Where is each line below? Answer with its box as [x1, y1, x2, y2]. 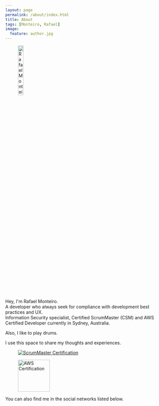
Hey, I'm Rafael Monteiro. [5, 298, 58, 304]
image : [5, 27, 19, 32]
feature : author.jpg [10, 31, 53, 36]
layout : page [5, 7, 33, 13]
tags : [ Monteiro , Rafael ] [5, 21, 60, 27]
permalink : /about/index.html [5, 12, 70, 17]
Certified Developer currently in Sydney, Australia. [5, 320, 110, 326]
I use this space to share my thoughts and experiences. [5, 340, 121, 346]
